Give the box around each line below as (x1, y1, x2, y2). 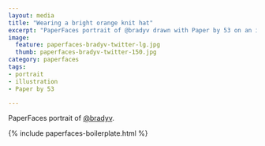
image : (8, 33, 30, 42)
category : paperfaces (8, 56, 80, 64)
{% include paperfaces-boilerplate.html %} (8, 129, 148, 138)
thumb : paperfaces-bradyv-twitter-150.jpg (15, 48, 157, 56)
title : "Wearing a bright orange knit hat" (8, 19, 154, 27)
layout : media (8, 11, 55, 20)
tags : (8, 63, 26, 71)
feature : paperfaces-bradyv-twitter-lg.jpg (15, 41, 160, 49)
